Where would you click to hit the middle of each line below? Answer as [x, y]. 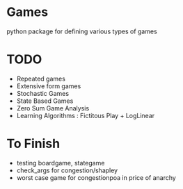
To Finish [33, 144]
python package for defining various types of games [82, 31]
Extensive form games [49, 86]
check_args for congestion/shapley [67, 170]
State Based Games [45, 101]
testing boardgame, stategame [61, 163]
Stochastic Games [43, 93]
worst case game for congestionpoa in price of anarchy [96, 177]
